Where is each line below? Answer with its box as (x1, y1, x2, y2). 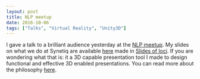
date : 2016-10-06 (6, 19, 49, 25)
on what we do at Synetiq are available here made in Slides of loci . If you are (6, 48, 193, 55)
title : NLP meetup (6, 14, 52, 20)
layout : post (6, 8, 39, 15)
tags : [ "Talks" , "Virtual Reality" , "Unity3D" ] (6, 25, 127, 31)
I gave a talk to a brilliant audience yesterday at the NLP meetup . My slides (6, 41, 189, 48)
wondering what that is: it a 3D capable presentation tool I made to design (6, 54, 187, 61)
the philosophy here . (6, 66, 57, 74)
